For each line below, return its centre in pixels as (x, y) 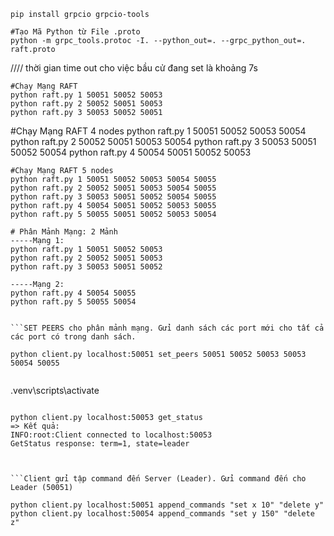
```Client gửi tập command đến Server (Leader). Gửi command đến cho (158, 479)
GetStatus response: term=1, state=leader (100, 444)
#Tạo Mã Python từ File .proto (75, 32)
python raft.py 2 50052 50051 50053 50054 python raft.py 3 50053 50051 (163, 141)
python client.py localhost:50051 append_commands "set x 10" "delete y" (167, 505)
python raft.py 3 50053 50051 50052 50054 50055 (113, 197)
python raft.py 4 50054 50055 (73, 293)
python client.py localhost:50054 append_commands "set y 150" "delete (162, 514)
